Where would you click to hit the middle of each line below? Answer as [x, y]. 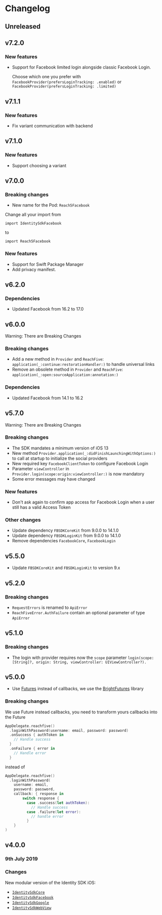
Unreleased [23, 26]
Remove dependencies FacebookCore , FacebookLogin [64, 541]
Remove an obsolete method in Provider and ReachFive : [67, 369]
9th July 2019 [22, 859]
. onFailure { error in [32, 749]
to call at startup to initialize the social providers [60, 458]
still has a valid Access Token [41, 507]
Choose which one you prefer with [46, 77]
